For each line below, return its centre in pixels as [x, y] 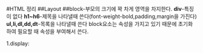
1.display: [18, 43]
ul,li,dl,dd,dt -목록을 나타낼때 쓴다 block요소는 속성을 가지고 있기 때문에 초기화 [100, 24]
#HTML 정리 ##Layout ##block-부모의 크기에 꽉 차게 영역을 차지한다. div [94, 9]
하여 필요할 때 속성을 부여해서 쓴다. [48, 31]
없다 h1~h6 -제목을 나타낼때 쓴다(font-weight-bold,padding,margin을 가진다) [105, 16]
